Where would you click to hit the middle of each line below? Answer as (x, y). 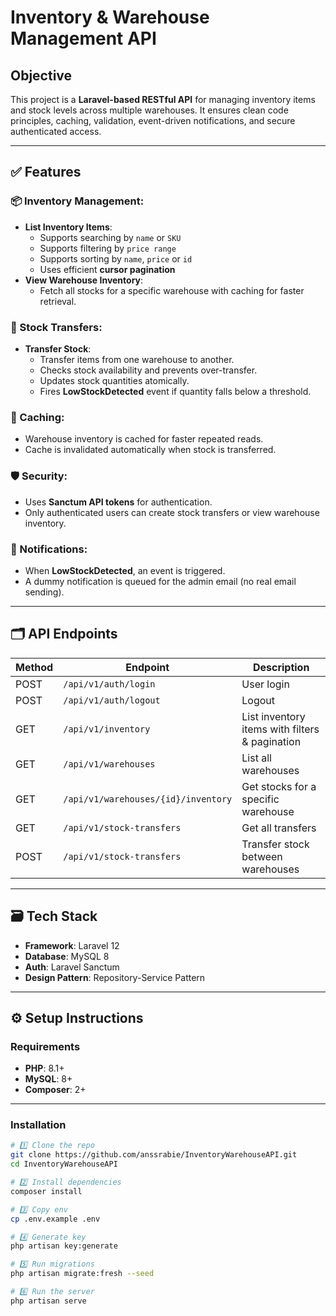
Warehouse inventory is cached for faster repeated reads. (144, 439)
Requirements (45, 1046)
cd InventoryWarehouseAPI (64, 1164)
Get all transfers (279, 828)
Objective (41, 75)
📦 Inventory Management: (77, 201)
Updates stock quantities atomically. (114, 380)
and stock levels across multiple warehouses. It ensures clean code (149, 110)
